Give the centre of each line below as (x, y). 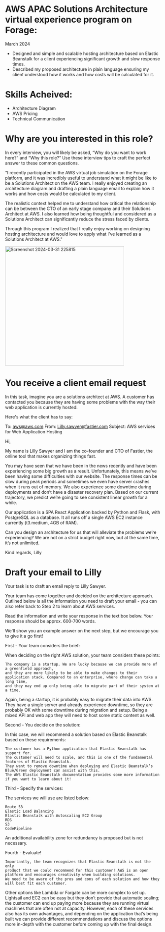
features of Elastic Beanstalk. (38, 762)
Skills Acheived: (39, 95)
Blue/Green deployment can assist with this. (52, 770)
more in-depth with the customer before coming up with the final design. (79, 924)
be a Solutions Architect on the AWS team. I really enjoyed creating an (76, 183)
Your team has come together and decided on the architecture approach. (79, 596)
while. (11, 502)
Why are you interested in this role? (79, 139)
